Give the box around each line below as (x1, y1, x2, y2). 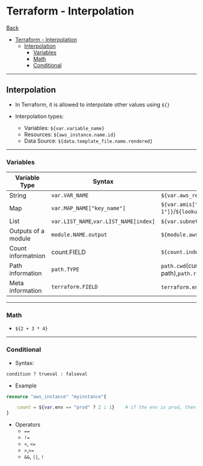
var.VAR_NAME (51, 192, 89, 199)
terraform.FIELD (51, 283, 98, 291)
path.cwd (161, 263, 186, 270)
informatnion (9, 252, 46, 261)
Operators (14, 421, 40, 429)
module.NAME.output (51, 231, 108, 238)
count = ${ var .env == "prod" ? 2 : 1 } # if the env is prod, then (17, 404, 196, 410)
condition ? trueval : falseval (6, 371, 88, 377)
